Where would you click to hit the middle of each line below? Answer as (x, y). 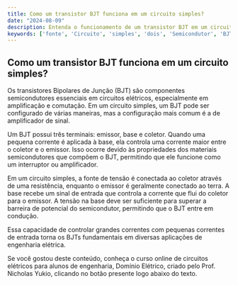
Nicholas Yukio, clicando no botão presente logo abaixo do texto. (102, 274)
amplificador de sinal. (39, 121)
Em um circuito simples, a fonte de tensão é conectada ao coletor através (114, 179)
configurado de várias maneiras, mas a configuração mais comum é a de (114, 113)
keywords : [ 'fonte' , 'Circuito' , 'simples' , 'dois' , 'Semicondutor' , (112, 34)
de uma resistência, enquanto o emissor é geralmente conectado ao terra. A (119, 186)
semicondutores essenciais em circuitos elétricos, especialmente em (108, 98)
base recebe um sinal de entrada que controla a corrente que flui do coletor (118, 194)
